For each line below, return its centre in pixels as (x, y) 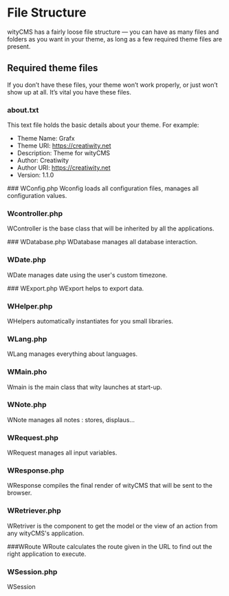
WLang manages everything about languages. (72, 354)
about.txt (23, 110)
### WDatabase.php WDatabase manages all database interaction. (102, 242)
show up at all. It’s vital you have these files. (69, 92)
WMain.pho (27, 372)
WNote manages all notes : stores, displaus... (71, 419)
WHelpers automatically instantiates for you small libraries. (90, 321)
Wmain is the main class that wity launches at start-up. (85, 387)
